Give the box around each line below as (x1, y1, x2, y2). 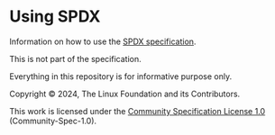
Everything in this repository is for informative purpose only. (9, 70, 233, 82)
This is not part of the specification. (9, 53, 142, 64)
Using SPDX (9, 6, 101, 27)
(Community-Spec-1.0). (9, 115, 97, 126)
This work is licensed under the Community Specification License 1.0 (9, 105, 266, 116)
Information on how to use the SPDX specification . (9, 36, 197, 47)
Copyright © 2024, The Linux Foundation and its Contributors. (9, 88, 241, 99)
